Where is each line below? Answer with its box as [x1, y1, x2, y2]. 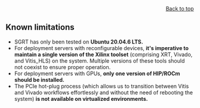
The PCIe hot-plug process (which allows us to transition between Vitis [14, 82, 189, 90]
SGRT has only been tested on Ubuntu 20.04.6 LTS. [14, 38, 144, 45]
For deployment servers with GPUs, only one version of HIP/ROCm [14, 70, 180, 77]
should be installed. [14, 76, 65, 83]
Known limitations [5, 22, 75, 32]
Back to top [165, 5, 194, 12]
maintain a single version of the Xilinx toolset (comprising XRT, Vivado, [14, 51, 193, 58]
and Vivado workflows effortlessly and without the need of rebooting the [14, 89, 193, 96]
